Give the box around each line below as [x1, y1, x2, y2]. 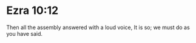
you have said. [6, 30, 43, 37]
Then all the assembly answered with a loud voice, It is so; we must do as [6, 24, 190, 31]
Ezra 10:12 [6, 4, 59, 18]
